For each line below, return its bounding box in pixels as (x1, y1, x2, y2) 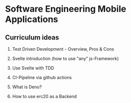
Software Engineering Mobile (5, 3, 127, 15)
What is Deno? (12, 84, 42, 90)
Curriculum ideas (5, 33, 59, 41)
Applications (5, 14, 58, 25)
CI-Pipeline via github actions (12, 75, 72, 80)
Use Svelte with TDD (12, 65, 54, 71)
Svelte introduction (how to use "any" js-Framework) (12, 56, 119, 62)
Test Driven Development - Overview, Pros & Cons (12, 46, 114, 52)
